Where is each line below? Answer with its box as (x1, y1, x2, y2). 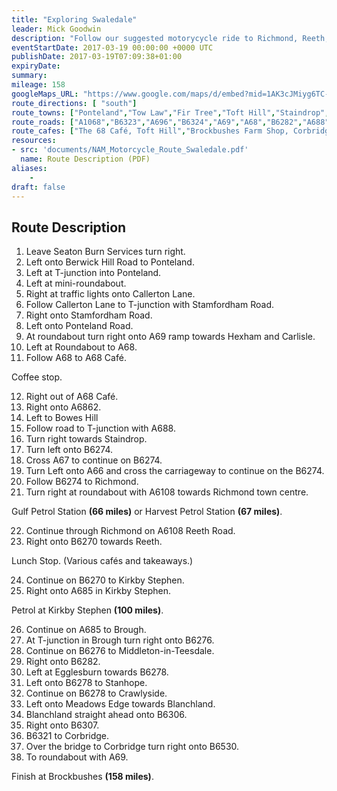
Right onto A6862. (25, 401, 102, 413)
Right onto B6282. (25, 656, 101, 668)
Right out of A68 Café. (25, 391, 119, 403)
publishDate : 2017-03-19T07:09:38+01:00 (11, 52, 183, 62)
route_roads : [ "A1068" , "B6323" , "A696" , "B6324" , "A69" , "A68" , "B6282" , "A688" (11, 117, 330, 127)
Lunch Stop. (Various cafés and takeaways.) (11, 555, 194, 567)
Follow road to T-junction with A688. (25, 422, 176, 435)
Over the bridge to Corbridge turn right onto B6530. (25, 741, 240, 753)
